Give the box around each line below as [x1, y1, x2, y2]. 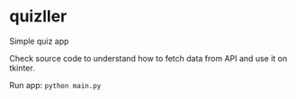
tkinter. [9, 62, 35, 73]
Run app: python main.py [9, 79, 102, 90]
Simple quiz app [9, 36, 69, 46]
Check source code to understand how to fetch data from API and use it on [9, 53, 288, 63]
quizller [9, 6, 67, 27]
